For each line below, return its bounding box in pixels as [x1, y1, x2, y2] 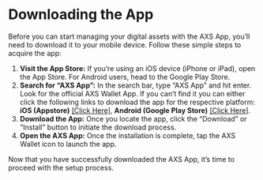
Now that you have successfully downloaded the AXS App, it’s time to [8, 154, 235, 163]
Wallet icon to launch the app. [19, 139, 117, 148]
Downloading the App [8, 6, 154, 24]
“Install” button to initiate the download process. [19, 122, 177, 132]
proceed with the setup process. [8, 163, 115, 172]
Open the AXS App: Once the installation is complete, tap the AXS [19, 130, 236, 140]
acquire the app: [8, 48, 62, 58]
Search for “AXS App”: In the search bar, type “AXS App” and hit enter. [19, 81, 252, 90]
